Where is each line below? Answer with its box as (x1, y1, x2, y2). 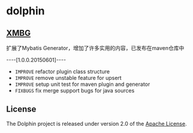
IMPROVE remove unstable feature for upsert (14, 75, 122, 81)
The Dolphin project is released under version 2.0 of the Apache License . (6, 120, 187, 127)
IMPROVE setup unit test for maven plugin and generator (14, 81, 150, 88)
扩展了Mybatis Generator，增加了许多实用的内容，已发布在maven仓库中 (6, 45, 185, 51)
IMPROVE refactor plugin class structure (14, 68, 110, 75)
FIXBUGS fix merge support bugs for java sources (14, 87, 135, 94)
